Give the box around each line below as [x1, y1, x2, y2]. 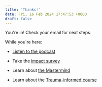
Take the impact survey [12, 58, 60, 64]
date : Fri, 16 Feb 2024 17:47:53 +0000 [5, 12, 87, 17]
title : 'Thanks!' [5, 7, 41, 12]
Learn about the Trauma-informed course [12, 77, 97, 83]
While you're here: [5, 39, 43, 45]
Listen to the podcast [12, 48, 56, 54]
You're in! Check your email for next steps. [5, 30, 92, 36]
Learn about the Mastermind [12, 67, 70, 73]
